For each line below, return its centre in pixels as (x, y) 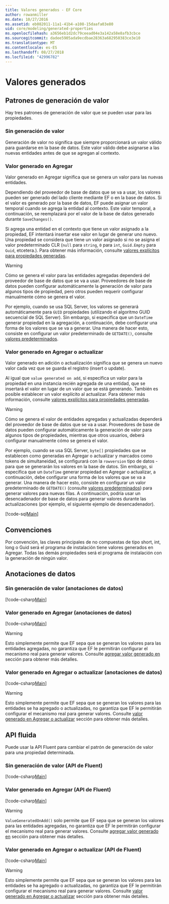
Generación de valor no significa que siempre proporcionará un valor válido (83, 142)
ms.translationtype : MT (30, 43)
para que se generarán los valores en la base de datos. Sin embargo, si (79, 467)
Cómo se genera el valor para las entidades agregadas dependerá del (77, 275)
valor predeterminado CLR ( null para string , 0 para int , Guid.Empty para (80, 245)
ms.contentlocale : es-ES (31, 48)
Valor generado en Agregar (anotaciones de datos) (68, 612)
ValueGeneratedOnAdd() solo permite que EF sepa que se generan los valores (84, 820)
